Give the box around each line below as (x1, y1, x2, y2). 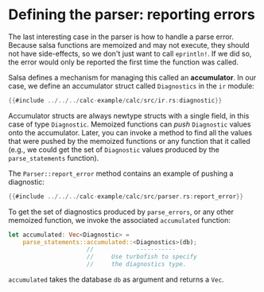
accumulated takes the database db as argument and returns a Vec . (8, 274, 224, 284)
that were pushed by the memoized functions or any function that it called (8, 136, 250, 146)
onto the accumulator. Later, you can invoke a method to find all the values (8, 127, 253, 137)
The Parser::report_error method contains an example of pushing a (8, 169, 234, 178)
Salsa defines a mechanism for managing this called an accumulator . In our (8, 72, 257, 82)
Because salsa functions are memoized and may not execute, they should (8, 40, 250, 49)
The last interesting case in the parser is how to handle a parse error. (8, 32, 235, 41)
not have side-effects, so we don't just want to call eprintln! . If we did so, (8, 49, 252, 58)
